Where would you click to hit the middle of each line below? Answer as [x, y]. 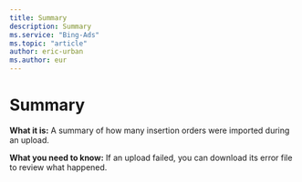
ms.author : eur [38, 60]
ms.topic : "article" [49, 43]
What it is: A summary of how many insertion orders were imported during [150, 130]
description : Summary [51, 26]
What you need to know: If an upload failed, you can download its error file [151, 157]
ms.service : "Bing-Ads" [55, 35]
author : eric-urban [47, 52]
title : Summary [38, 18]
